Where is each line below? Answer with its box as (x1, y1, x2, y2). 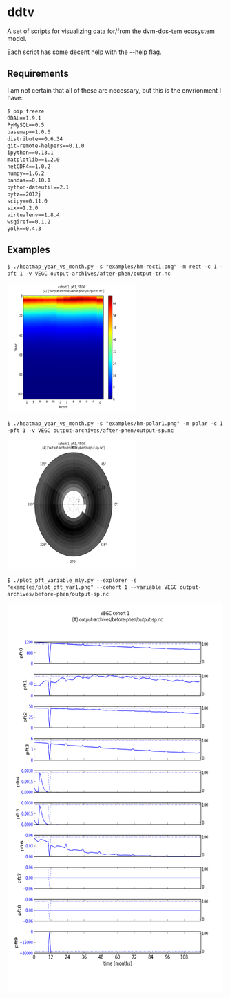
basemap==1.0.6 (7, 129, 51, 135)
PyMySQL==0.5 (7, 122, 45, 129)
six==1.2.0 (7, 205, 39, 211)
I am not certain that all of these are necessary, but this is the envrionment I (7, 86, 222, 94)
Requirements (7, 68, 69, 79)
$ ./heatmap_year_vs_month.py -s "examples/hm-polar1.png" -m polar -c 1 (7, 420, 224, 427)
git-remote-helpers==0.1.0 (7, 142, 85, 149)
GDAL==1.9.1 (7, 115, 41, 122)
